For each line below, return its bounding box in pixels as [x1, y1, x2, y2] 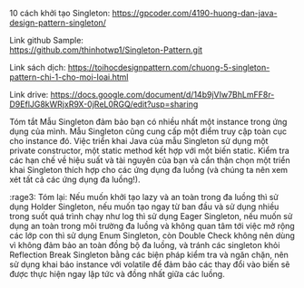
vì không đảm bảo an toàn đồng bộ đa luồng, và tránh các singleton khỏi [9, 240, 280, 250]
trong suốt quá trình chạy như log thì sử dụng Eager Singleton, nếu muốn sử [9, 211, 293, 221]
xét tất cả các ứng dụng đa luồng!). [9, 174, 141, 185]
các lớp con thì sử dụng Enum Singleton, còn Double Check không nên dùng [9, 230, 295, 241]
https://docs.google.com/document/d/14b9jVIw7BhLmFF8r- [50, 90, 275, 100]
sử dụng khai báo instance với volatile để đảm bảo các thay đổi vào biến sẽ [9, 259, 290, 270]
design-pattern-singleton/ [9, 17, 107, 28]
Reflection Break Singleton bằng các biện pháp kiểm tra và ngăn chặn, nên [9, 249, 289, 260]
